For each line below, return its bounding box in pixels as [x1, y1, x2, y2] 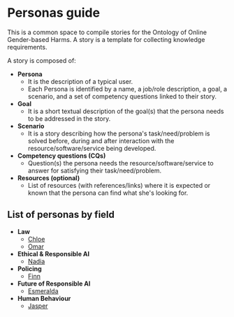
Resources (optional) [17, 173, 80, 182]
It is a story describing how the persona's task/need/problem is [27, 129, 210, 138]
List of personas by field [7, 209, 115, 221]
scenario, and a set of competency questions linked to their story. [27, 92, 217, 101]
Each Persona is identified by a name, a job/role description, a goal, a [27, 84, 228, 93]
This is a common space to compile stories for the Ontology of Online [7, 28, 207, 36]
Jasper [27, 302, 48, 310]
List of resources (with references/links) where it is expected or [27, 181, 211, 189]
